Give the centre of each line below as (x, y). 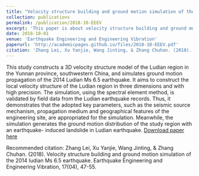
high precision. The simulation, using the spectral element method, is (90, 92)
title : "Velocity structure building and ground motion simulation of (95, 12)
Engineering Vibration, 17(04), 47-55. (51, 167)
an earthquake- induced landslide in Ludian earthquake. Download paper (95, 130)
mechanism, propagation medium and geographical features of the (88, 111)
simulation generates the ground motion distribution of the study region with (99, 124)
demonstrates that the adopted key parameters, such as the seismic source (98, 105)
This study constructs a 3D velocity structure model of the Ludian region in (98, 67)
